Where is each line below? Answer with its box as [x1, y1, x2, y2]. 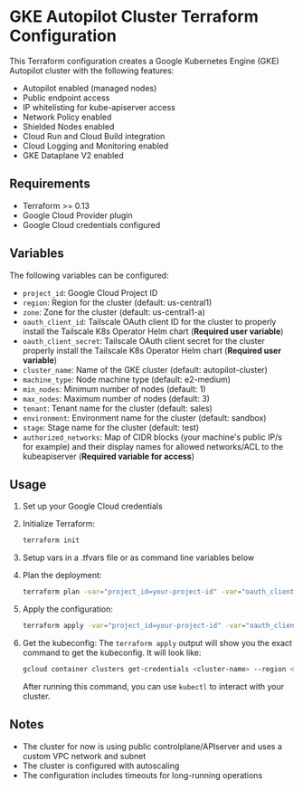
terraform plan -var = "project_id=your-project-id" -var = [22, 587, 242, 596]
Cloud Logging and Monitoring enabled [22, 140, 169, 151]
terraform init [22, 536, 80, 545]
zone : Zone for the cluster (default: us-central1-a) [22, 306, 205, 318]
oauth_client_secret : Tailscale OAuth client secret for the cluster [22, 335, 265, 346]
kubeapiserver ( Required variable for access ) [22, 451, 195, 462]
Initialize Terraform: [22, 519, 96, 529]
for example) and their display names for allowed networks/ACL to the [22, 441, 283, 452]
